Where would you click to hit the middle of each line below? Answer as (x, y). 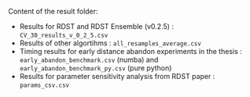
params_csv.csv (44, 85)
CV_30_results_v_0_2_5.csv (64, 35)
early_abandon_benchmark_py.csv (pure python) (96, 68)
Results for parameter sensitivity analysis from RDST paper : (117, 76)
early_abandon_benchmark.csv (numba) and (89, 59)
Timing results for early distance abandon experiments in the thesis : (131, 51)
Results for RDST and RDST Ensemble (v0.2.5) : (97, 26)
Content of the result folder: (53, 11)
